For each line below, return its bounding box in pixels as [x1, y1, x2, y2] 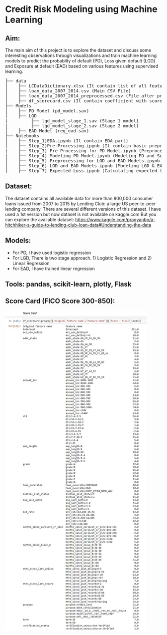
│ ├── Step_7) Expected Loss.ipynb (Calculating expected [5, 168, 158, 173]
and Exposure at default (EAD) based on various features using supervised [5, 63, 159, 69]
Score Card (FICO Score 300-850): [5, 297, 115, 306]
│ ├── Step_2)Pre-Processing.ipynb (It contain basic [5, 143, 147, 148]
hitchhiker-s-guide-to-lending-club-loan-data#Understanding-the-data [5, 222, 152, 228]
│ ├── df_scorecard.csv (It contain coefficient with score [5, 98, 163, 103]
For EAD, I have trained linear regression [12, 266, 95, 272]
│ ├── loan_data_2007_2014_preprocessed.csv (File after [5, 93, 155, 98]
